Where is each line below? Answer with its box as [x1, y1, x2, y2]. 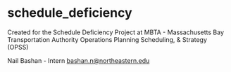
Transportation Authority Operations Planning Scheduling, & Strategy [7, 35, 208, 43]
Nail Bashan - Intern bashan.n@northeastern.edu [7, 56, 150, 64]
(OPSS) [7, 43, 29, 51]
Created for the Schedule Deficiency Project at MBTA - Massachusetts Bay [7, 28, 224, 36]
